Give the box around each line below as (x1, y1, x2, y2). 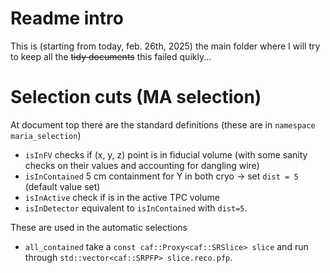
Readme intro (10, 7, 124, 30)
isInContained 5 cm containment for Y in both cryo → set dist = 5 (24, 170, 299, 182)
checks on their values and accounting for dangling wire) (24, 159, 260, 171)
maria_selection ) (10, 129, 82, 141)
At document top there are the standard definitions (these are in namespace (10, 118, 316, 131)
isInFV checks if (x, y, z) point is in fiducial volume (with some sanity (24, 148, 308, 161)
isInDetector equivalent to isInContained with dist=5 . (24, 202, 248, 214)
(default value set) (24, 180, 101, 192)
